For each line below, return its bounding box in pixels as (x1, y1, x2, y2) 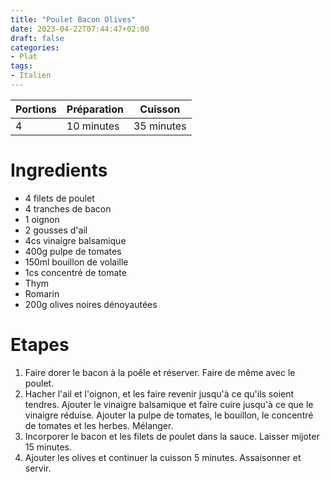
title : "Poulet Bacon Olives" (10, 14, 137, 25)
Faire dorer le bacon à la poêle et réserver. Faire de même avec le (24, 366, 296, 378)
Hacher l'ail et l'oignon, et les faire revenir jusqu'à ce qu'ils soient (24, 387, 295, 400)
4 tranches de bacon (24, 202, 112, 215)
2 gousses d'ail (24, 224, 88, 236)
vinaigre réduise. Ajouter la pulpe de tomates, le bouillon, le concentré (24, 409, 314, 421)
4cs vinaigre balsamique (24, 234, 127, 246)
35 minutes (133, 119, 187, 133)
